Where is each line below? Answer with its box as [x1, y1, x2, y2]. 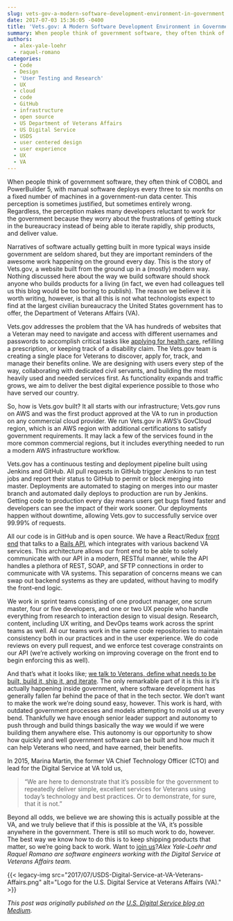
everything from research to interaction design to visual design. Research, [7, 612, 219, 620]
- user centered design [13, 139, 82, 146]
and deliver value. [7, 229, 58, 237]
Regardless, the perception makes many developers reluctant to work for [7, 207, 216, 215]
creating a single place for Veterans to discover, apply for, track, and [7, 352, 202, 360]
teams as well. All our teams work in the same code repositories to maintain [7, 626, 223, 635]
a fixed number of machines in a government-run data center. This [7, 192, 198, 200]
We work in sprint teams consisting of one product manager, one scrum [7, 597, 212, 605]
